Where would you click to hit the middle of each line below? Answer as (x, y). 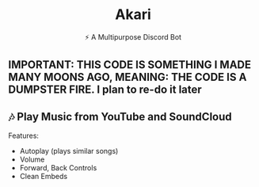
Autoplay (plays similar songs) (69, 151)
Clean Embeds (44, 177)
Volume (32, 159)
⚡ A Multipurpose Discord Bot (133, 36)
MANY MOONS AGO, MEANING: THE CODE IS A (128, 77)
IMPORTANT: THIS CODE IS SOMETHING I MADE (130, 65)
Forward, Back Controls (58, 168)
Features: (24, 135)
